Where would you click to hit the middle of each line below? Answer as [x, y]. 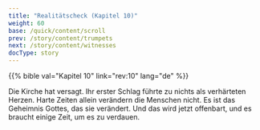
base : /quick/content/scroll [57, 30]
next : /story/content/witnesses [62, 46]
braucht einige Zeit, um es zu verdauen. [74, 117]
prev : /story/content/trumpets [61, 38]
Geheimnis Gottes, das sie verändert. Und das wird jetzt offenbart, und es [130, 108]
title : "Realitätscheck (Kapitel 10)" [73, 16]
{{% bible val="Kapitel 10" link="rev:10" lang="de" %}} [99, 76]
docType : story [34, 53]
